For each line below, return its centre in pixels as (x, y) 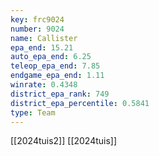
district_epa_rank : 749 (60, 94)
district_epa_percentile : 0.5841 (80, 103)
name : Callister (44, 38)
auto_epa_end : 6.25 (51, 57)
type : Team (33, 112)
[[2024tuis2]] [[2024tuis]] (64, 141)
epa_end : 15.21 (42, 47)
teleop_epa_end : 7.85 (55, 66)
